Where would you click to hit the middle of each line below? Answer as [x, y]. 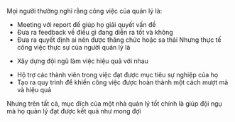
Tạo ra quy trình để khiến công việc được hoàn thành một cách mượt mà [122, 82]
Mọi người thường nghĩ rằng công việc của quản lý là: [84, 11]
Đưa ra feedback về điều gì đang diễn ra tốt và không [95, 32]
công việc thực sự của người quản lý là [73, 47]
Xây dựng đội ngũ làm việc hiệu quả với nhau [82, 61]
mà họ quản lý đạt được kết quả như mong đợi [74, 111]
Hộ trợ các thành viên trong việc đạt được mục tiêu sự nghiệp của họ [117, 75]
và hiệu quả [34, 90]
